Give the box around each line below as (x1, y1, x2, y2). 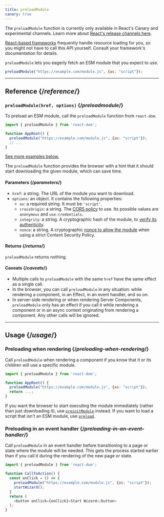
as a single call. (12, 281, 43, 287)
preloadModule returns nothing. (5, 254, 67, 259)
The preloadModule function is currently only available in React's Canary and (5, 25, 159, 31)
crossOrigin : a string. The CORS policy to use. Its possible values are (19, 206, 159, 212)
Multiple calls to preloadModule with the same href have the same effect (12, 276, 157, 282)
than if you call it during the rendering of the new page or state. (5, 453, 133, 459)
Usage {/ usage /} (5, 331, 57, 340)
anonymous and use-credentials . (19, 211, 84, 217)
